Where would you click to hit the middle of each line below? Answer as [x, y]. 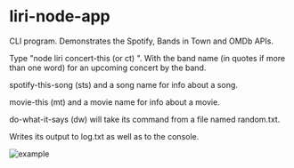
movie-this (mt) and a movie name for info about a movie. [114, 102]
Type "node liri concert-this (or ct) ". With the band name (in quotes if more [147, 58]
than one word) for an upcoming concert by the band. [108, 68]
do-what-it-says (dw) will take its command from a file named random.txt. [145, 119]
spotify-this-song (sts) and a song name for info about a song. [124, 84]
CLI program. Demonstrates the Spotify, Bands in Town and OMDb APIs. [142, 41]
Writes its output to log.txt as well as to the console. [104, 136]
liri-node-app [60, 16]
